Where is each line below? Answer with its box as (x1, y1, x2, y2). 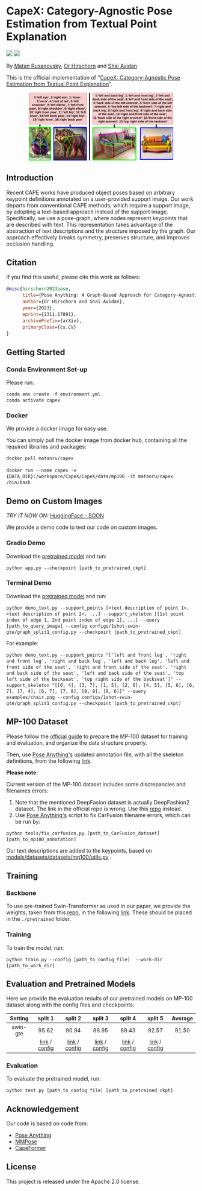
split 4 (120, 1014, 136, 1022)
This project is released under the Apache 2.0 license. (6, 1178, 140, 1185)
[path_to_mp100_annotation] (6, 836, 77, 842)
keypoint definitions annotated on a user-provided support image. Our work (6, 195, 194, 203)
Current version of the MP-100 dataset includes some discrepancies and (6, 780, 186, 788)
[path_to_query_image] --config (6, 623, 87, 629)
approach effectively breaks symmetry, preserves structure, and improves (6, 233, 191, 241)
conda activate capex (6, 397, 61, 403)
